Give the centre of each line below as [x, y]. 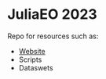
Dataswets [36, 67]
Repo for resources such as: [53, 36]
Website [32, 51]
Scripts [30, 59]
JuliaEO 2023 [52, 14]
